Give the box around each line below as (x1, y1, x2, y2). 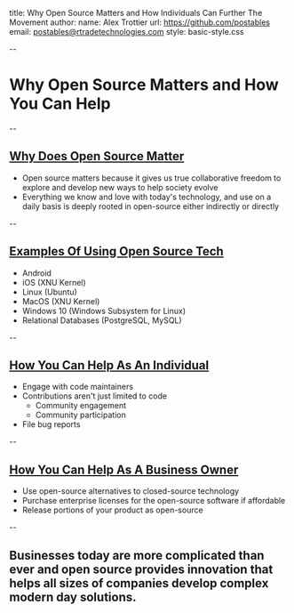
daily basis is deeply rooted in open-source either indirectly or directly (21, 200, 280, 212)
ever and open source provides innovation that (9, 561, 274, 577)
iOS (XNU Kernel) (21, 277, 86, 287)
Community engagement (35, 400, 127, 411)
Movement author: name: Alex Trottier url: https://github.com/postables (9, 17, 271, 28)
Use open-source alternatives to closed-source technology (21, 486, 240, 496)
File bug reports (21, 419, 81, 430)
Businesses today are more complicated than (9, 547, 265, 563)
